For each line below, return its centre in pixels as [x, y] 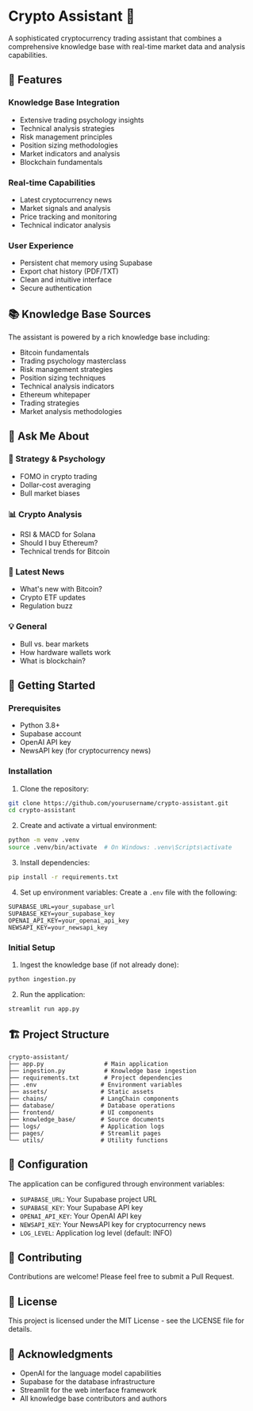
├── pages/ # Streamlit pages [84, 1133]
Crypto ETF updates [52, 597]
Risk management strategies [66, 370]
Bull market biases [50, 493]
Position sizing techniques [63, 378]
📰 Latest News [36, 572]
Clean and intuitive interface [66, 280]
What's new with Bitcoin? [61, 589]
